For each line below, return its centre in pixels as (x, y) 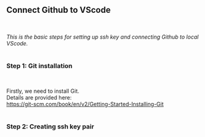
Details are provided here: (39, 98)
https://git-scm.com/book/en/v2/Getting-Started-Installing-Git (85, 104)
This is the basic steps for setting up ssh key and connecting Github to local (102, 37)
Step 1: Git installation (39, 66)
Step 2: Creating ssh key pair (50, 127)
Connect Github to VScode (59, 10)
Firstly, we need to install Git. (43, 91)
